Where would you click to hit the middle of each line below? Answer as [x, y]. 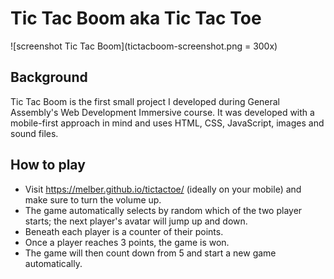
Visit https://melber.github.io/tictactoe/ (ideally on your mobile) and [163, 189]
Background [49, 77]
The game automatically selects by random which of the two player [163, 210]
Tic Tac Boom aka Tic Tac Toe [136, 18]
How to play [48, 165]
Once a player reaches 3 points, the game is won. [127, 242]
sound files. [34, 133]
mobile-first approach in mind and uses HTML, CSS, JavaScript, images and [167, 123]
